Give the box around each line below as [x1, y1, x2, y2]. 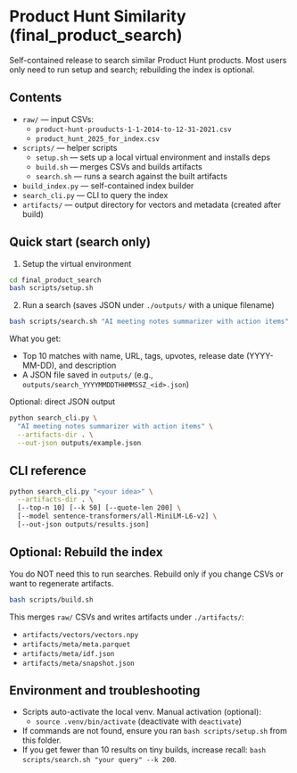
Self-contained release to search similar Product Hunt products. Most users [9, 54, 287, 65]
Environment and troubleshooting [9, 683, 201, 698]
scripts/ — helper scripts [21, 142, 118, 153]
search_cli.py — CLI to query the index [21, 189, 169, 200]
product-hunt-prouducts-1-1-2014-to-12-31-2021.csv [35, 125, 232, 134]
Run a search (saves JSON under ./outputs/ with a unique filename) [21, 300, 275, 311]
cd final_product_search [9, 275, 102, 285]
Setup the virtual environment [21, 258, 132, 269]
